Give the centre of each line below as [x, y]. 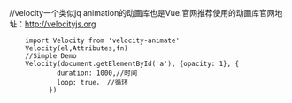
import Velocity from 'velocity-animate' [102, 40]
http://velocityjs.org [61, 24]
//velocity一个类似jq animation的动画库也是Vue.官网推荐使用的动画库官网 [142, 13]
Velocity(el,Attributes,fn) [77, 48]
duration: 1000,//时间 [97, 73]
